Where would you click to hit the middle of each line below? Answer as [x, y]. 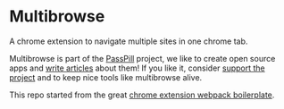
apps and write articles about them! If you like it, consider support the [137, 68]
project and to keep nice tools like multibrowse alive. [106, 77]
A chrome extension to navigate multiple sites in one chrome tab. [129, 41]
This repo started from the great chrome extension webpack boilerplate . [142, 95]
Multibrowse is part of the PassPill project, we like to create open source [142, 58]
